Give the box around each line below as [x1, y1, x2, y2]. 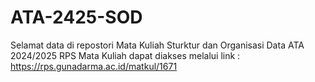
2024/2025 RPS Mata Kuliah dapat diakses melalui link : [10, 49, 241, 61]
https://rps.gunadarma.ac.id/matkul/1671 [10, 60, 178, 72]
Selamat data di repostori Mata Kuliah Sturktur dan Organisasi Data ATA [10, 39, 305, 51]
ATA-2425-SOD [10, 6, 143, 29]
